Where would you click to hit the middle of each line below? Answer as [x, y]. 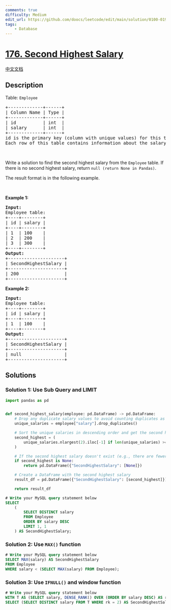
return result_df [33, 489]
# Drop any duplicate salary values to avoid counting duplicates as [90, 419]
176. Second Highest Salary [64, 54]
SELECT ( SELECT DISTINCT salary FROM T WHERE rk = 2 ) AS [67, 602]
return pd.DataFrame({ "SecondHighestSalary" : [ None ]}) [83, 466]
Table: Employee [22, 97]
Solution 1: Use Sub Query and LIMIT [51, 390]
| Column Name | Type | [35, 112]
